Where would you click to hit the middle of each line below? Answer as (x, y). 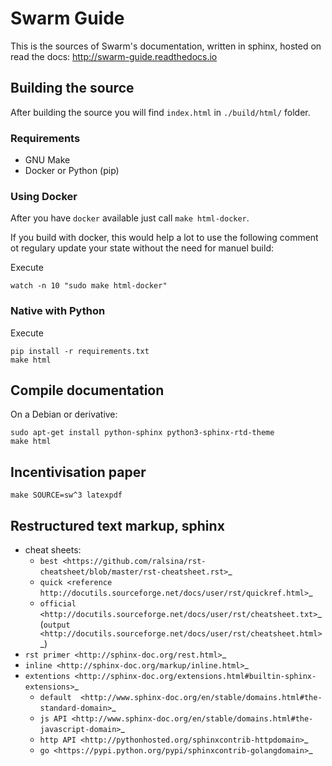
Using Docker (44, 196)
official (58, 604)
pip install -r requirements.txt (80, 351)
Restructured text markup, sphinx (117, 525)
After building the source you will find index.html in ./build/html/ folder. (160, 112)
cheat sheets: (53, 550)
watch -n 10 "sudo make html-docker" (89, 286)
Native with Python (58, 311)
